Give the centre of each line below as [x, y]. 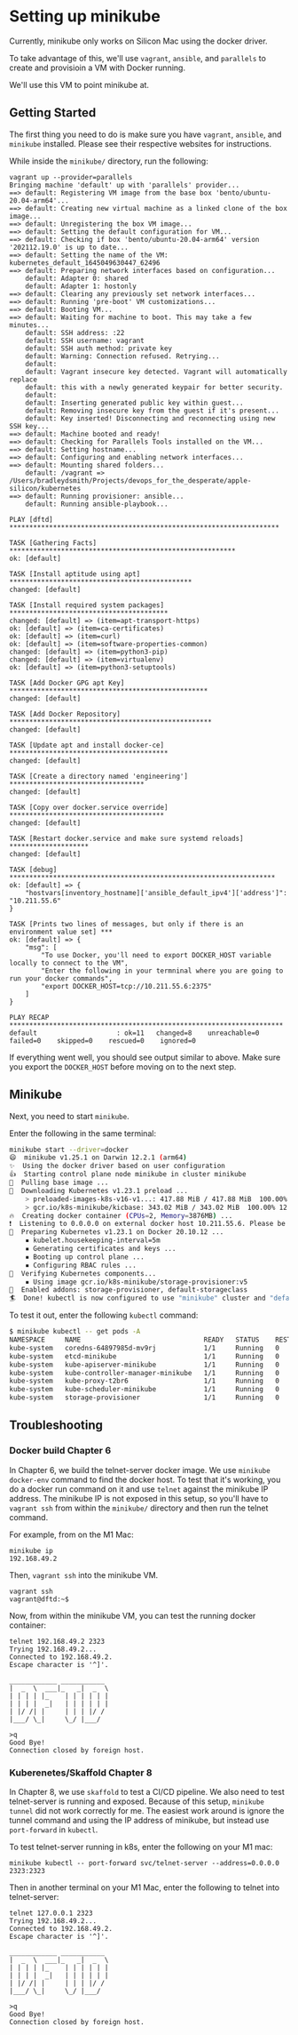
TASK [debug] [33, 869]
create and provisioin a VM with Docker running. [98, 68]
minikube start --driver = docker [69, 1150]
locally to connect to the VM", [69, 963]
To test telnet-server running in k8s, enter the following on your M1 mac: [141, 1847]
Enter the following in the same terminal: [83, 1133]
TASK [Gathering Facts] [53, 543]
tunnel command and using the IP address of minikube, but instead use [139, 1821]
